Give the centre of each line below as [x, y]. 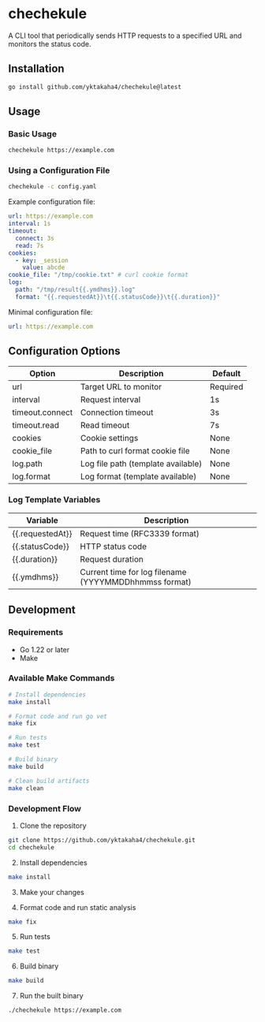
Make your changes [52, 892]
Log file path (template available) [141, 464]
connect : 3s [35, 238]
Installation [36, 69]
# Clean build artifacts [49, 781]
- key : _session [42, 260]
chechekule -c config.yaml [52, 187]
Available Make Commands [62, 678]
